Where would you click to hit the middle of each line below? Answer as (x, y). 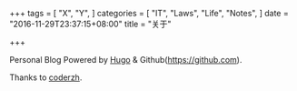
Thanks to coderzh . (46, 77)
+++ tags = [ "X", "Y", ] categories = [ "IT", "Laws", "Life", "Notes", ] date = (149, 13)
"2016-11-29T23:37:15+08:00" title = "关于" (90, 24)
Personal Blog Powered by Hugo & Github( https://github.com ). (126, 60)
